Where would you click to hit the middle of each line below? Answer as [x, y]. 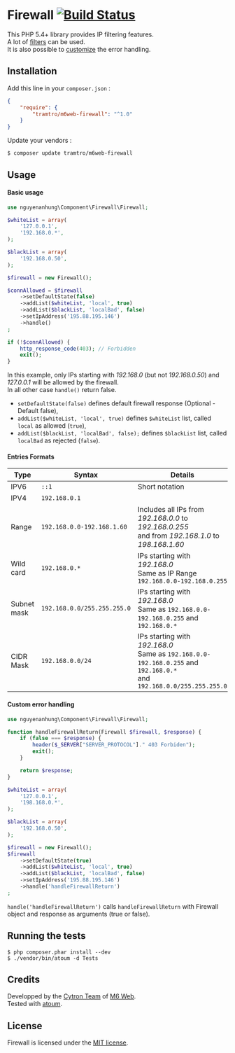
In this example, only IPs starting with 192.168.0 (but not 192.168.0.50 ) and [113, 375]
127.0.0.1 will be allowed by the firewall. [63, 382]
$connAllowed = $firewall [45, 291]
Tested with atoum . [35, 1004]
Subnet [23, 604]
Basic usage [26, 193]
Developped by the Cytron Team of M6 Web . [72, 996]
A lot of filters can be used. [47, 41]
